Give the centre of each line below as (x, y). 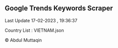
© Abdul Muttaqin (23, 40)
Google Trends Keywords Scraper (59, 8)
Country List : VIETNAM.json (34, 30)
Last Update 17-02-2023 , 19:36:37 (41, 20)
